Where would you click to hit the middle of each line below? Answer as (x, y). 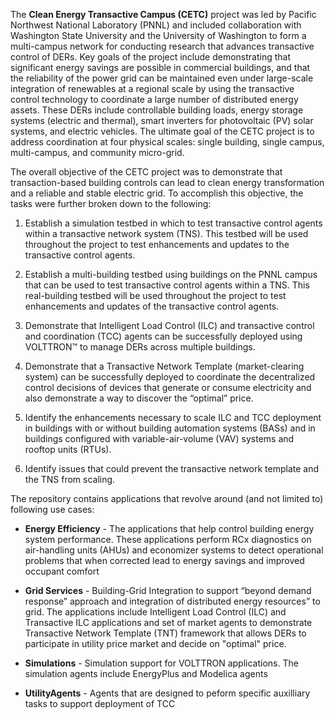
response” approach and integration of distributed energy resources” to (172, 601)
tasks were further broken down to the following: (111, 203)
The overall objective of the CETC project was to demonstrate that (146, 172)
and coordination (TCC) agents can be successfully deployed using (163, 336)
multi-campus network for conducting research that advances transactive (162, 46)
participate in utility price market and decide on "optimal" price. (155, 643)
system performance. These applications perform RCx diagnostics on (168, 539)
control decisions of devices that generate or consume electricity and (168, 387)
